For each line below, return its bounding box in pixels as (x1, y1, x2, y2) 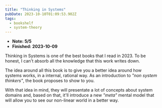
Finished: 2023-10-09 (12, 44, 58, 49)
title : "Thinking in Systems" (5, 7, 66, 12)
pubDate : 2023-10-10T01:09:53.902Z (5, 12, 77, 16)
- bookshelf (9, 20, 34, 26)
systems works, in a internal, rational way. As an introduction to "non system (5, 73, 157, 78)
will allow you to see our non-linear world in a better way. (5, 97, 119, 103)
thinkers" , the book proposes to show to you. (5, 78, 95, 84)
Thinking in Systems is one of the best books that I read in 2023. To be (5, 53, 146, 59)
